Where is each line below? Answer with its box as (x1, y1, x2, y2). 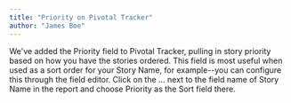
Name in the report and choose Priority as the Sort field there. (9, 83, 236, 94)
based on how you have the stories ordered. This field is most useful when (9, 55, 283, 66)
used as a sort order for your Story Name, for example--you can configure (9, 64, 282, 75)
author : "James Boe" (9, 21, 86, 30)
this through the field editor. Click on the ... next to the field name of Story (9, 74, 279, 84)
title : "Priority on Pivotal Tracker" (9, 12, 153, 22)
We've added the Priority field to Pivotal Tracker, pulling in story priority (9, 45, 271, 56)
